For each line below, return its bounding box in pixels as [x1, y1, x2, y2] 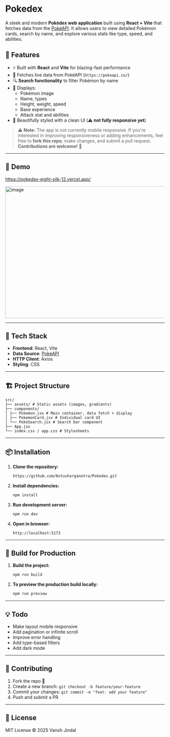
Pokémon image [20, 90, 54, 96]
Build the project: [12, 563, 50, 569]
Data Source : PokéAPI [12, 350, 59, 357]
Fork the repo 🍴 [12, 678, 46, 684]
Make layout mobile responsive [12, 623, 78, 629]
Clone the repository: [12, 464, 59, 470]
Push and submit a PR [12, 694, 59, 700]
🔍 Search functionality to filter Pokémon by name [12, 77, 118, 84]
